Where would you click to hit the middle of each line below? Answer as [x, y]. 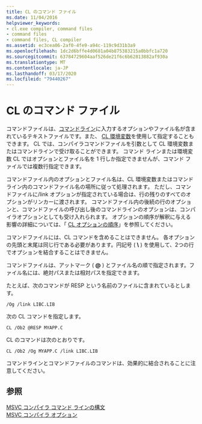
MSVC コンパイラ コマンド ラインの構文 [56, 407]
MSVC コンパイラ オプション [42, 414]
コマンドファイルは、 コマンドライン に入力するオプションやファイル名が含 [98, 129]
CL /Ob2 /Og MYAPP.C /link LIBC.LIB [52, 351]
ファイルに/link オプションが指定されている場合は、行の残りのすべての [99, 194]
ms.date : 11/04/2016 [32, 17]
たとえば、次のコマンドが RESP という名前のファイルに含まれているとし [96, 286]
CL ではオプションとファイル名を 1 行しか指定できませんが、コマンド [99, 159]
